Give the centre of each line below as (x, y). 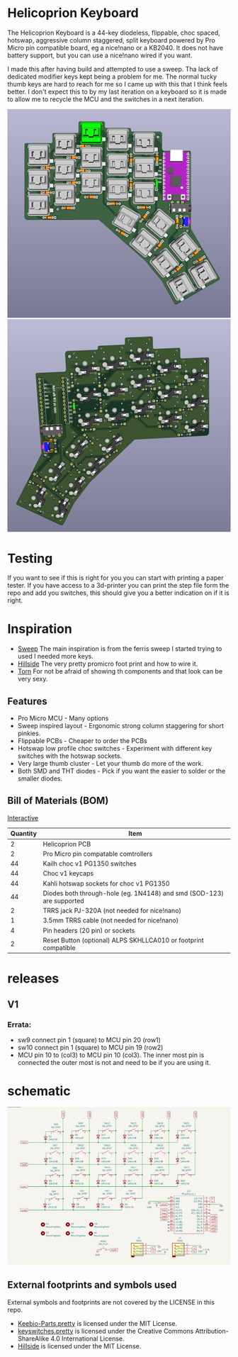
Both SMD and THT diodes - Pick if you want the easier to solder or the (121, 771)
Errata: (19, 1024)
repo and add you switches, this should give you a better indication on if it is (118, 593)
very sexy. (33, 679)
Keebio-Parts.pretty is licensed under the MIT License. (97, 1323)
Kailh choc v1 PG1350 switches (90, 864)
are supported (63, 900)
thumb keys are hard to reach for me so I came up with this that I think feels (118, 84)
